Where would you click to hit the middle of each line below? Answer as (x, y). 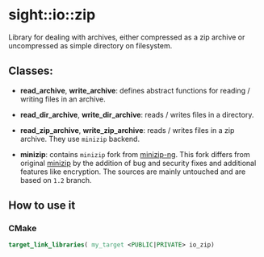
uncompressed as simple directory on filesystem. (90, 45)
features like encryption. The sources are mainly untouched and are (133, 172)
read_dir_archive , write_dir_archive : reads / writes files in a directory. (137, 114)
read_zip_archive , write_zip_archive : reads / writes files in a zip (127, 130)
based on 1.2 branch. (56, 180)
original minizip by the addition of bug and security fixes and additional (138, 163)
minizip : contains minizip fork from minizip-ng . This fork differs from (135, 154)
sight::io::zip (52, 15)
